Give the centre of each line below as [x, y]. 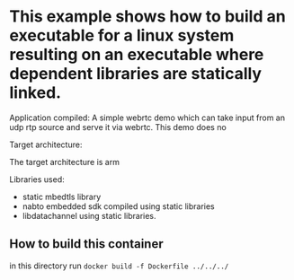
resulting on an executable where [137, 55]
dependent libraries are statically [136, 74]
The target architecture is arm [64, 162]
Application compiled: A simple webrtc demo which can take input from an [147, 118]
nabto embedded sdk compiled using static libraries [119, 206]
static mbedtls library [62, 197]
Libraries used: [37, 179]
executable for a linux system [122, 35]
